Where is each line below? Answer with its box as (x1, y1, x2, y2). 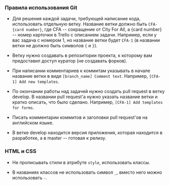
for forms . (12, 105, 35, 111)
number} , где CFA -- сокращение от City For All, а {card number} (25, 26, 162, 33)
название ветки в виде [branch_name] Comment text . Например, (12, 73, 148, 79)
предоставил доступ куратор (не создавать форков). (12, 58, 127, 64)
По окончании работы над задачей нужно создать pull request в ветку (12, 88, 165, 95)
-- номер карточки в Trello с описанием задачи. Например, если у (12, 32, 157, 38)
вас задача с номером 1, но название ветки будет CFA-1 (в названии (12, 37, 160, 43)
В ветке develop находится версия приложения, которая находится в (12, 130, 163, 136)
